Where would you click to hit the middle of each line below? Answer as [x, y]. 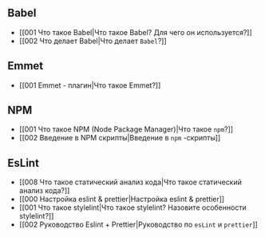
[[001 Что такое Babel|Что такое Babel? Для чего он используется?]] [135, 32]
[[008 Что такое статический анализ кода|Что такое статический [131, 182]
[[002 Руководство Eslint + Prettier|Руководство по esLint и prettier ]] [138, 225]
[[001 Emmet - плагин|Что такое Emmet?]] [90, 85]
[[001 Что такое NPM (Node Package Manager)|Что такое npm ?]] [126, 129]
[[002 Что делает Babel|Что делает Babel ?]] [93, 41]
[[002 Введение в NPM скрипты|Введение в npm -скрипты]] [120, 138]
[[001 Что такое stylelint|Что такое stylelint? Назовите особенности [132, 207]
